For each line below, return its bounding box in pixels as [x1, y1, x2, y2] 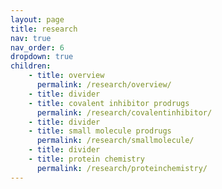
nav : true [10, 33, 52, 43]
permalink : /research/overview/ [36, 80, 172, 90]
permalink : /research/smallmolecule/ [36, 136, 195, 146]
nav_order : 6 [10, 42, 65, 53]
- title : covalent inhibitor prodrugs [28, 98, 190, 108]
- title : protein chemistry [28, 154, 145, 164]
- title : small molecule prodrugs [28, 126, 172, 136]
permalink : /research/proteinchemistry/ [36, 163, 208, 173]
